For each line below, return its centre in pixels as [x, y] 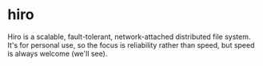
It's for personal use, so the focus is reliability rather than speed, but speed [131, 45]
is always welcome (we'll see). [58, 53]
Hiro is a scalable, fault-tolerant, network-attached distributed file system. [129, 37]
